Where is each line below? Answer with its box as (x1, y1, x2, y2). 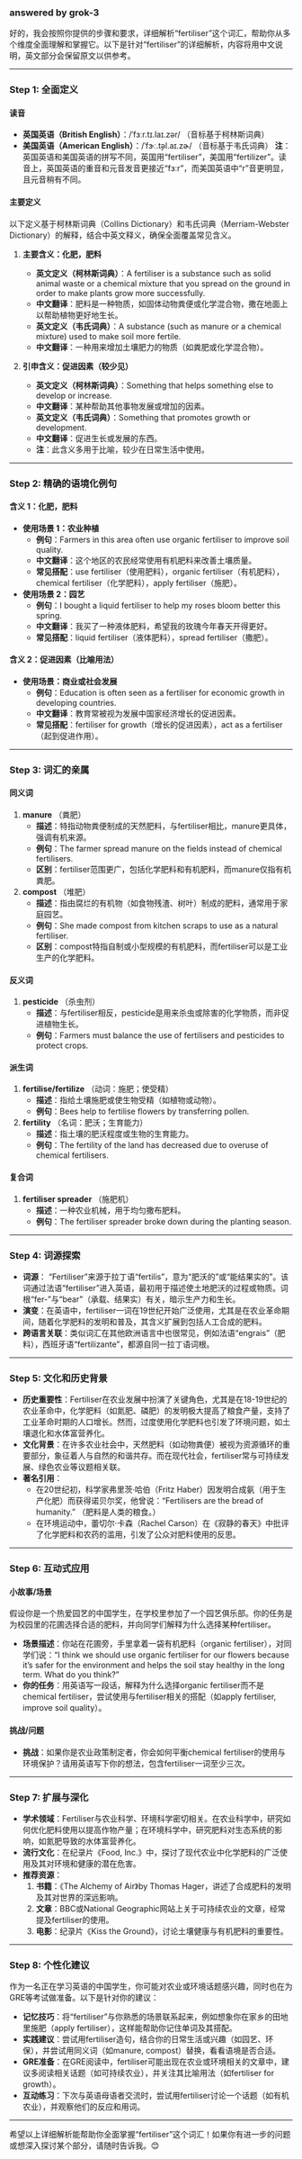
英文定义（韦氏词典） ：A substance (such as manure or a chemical (35, 321, 281, 331)
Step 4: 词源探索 (9, 1249, 81, 1261)
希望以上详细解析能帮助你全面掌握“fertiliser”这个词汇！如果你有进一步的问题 (9, 2129, 291, 2140)
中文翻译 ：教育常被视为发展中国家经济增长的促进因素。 (35, 708, 241, 718)
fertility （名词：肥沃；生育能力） (22, 1117, 148, 1128)
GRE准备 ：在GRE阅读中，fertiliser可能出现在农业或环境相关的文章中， (22, 2056, 281, 2067)
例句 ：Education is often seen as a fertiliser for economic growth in (35, 687, 285, 698)
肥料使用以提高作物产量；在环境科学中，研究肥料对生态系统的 (46, 1824, 275, 1835)
